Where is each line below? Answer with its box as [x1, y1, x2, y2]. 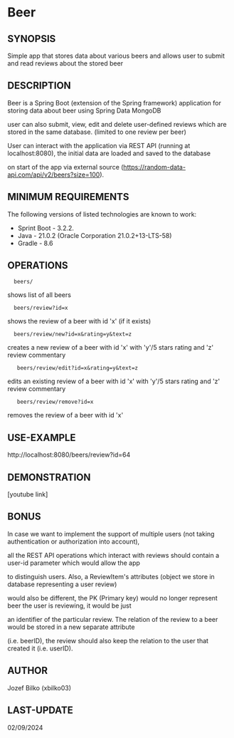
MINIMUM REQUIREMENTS [7, 191, 129, 203]
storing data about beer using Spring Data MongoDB [7, 106, 161, 115]
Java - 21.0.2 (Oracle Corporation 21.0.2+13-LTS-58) [17, 231, 172, 239]
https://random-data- [123, 162, 186, 171]
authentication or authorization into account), [7, 537, 140, 546]
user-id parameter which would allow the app [7, 558, 141, 567]
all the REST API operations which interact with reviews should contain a [7, 551, 220, 559]
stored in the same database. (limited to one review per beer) [7, 128, 187, 136]
